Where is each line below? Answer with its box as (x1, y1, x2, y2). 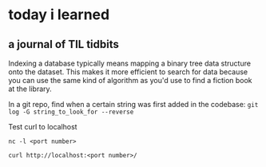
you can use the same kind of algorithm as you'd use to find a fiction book (8, 76, 253, 85)
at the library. (8, 84, 52, 93)
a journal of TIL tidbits (8, 38, 120, 51)
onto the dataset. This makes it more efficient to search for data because (8, 67, 248, 77)
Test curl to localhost (8, 122, 77, 131)
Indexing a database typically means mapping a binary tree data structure (8, 58, 252, 68)
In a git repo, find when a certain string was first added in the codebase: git (8, 100, 259, 109)
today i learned (8, 6, 110, 24)
